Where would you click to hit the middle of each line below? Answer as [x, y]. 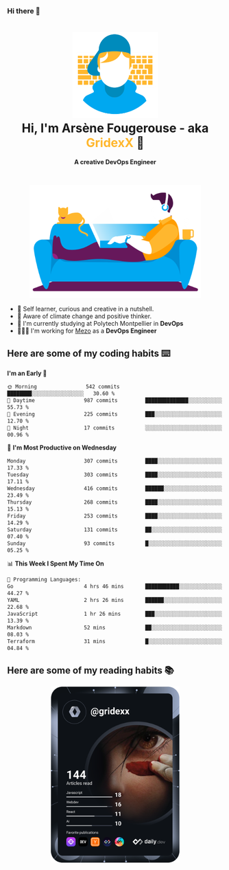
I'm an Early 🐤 [27, 373]
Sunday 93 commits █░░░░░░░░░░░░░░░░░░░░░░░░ [115, 544]
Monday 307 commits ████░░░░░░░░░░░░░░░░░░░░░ [115, 461]
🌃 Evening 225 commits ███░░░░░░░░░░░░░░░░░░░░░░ [115, 414]
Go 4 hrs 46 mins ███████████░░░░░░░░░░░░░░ [115, 587]
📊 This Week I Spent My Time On [56, 564]
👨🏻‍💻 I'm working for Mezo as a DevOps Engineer [87, 331]
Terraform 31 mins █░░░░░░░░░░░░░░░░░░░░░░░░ [115, 642]
